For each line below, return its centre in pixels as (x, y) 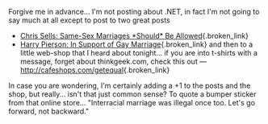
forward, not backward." (49, 111)
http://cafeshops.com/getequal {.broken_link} (95, 70)
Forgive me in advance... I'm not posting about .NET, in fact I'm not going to (134, 12)
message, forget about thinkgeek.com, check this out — (113, 61)
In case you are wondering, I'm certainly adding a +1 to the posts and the (130, 85)
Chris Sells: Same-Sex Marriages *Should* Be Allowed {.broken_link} (134, 36)
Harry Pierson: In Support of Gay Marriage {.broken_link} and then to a (136, 44)
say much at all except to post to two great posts (90, 20)
